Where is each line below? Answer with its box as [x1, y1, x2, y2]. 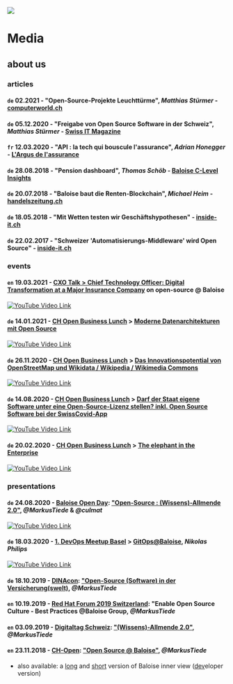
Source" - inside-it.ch [7, 244, 72, 252]
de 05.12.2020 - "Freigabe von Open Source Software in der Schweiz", [7, 119, 214, 128]
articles [7, 79, 33, 88]
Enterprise [7, 448, 38, 456]
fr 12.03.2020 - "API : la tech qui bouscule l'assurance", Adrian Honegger [7, 143, 226, 151]
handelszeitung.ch [7, 197, 63, 205]
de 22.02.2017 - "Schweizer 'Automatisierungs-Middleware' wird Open [7, 236, 217, 244]
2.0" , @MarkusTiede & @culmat [7, 506, 103, 515]
